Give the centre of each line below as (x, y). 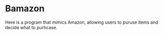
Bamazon (25, 9)
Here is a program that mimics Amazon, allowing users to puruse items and (82, 22)
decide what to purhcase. (31, 27)
